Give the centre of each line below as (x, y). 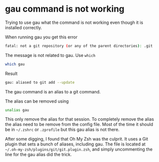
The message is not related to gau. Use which (50, 55)
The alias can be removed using (37, 101)
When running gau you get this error (41, 37)
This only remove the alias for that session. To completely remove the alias (79, 119)
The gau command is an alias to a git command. (53, 91)
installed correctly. (24, 27)
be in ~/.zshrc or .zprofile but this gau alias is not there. (62, 129)
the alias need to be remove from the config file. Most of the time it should (79, 125)
